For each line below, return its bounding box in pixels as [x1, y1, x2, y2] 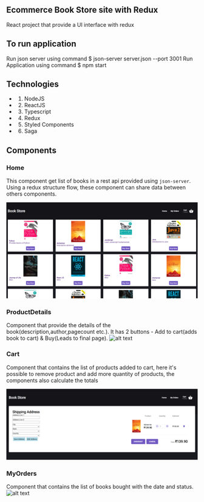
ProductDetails [6, 308, 52, 316]
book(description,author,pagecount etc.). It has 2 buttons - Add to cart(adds [6, 328, 197, 336]
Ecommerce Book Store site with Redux [6, 5, 158, 15]
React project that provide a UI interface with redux [6, 21, 135, 28]
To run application [6, 39, 77, 49]
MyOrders [6, 469, 38, 478]
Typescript [24, 108, 52, 115]
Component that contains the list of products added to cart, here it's [6, 364, 177, 371]
